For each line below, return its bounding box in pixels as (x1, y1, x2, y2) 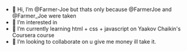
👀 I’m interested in (12, 19, 58, 25)
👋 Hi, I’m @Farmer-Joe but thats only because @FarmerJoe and (12, 6, 172, 13)
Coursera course (12, 32, 55, 39)
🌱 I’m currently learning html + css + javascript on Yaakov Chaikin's (12, 25, 181, 32)
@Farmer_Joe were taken (12, 12, 76, 19)
